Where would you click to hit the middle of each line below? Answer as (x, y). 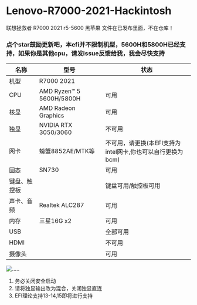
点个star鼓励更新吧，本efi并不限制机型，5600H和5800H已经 (93, 44)
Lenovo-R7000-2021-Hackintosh (89, 11)
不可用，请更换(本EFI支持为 (143, 143)
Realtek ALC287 (62, 205)
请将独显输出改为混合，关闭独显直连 (58, 289)
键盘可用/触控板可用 (133, 186)
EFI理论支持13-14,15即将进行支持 (54, 296)
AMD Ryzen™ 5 (60, 91)
